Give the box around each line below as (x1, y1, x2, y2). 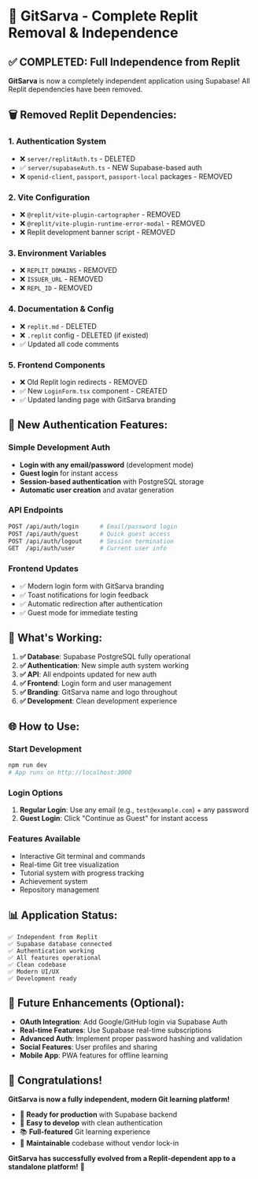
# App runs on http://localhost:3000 (8, 769, 132, 777)
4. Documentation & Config (8, 304, 114, 315)
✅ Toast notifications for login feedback (19, 590, 149, 599)
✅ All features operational (8, 954, 102, 962)
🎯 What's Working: (8, 631, 102, 645)
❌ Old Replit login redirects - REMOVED (19, 377, 148, 386)
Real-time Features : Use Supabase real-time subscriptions (19, 1025, 212, 1035)
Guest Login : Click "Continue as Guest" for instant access (19, 814, 208, 823)
